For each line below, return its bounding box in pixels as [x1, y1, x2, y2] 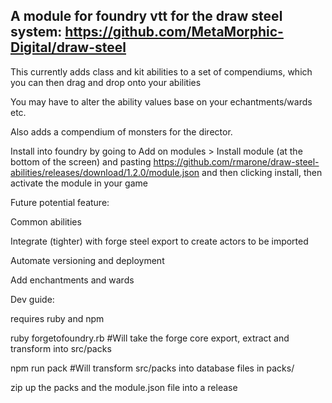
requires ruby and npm [10, 312, 105, 324]
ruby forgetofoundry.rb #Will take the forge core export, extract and [10, 332, 290, 344]
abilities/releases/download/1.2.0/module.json [10, 166, 200, 178]
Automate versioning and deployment [10, 254, 165, 266]
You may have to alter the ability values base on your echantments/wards [10, 95, 313, 108]
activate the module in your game [10, 177, 148, 189]
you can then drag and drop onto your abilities [10, 76, 202, 88]
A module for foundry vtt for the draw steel [10, 8, 283, 25]
